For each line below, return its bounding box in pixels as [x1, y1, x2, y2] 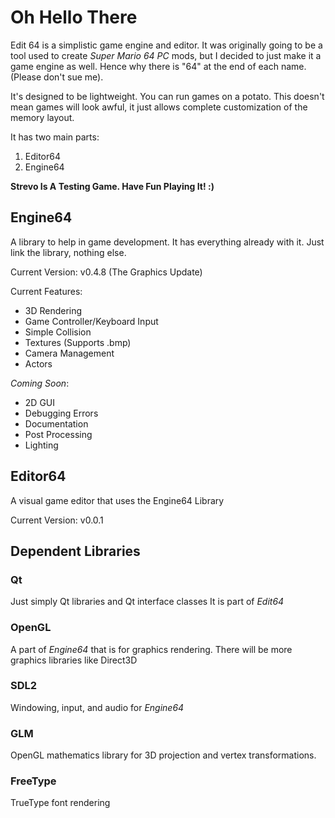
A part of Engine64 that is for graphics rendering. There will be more [10, 643, 293, 655]
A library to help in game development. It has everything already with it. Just [10, 236, 325, 248]
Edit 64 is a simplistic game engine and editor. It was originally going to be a [10, 39, 323, 51]
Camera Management [24, 347, 115, 359]
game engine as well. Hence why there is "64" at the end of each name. [10, 60, 307, 72]
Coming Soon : [10, 377, 70, 389]
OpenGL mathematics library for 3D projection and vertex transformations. [10, 749, 317, 761]
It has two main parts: [10, 131, 100, 143]
